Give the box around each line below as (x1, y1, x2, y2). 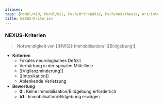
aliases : (5, 7, 23, 12)
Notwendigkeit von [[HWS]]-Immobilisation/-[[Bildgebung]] (16, 43, 136, 49)
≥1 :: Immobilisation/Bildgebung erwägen (19, 93, 100, 99)
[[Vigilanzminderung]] (19, 68, 64, 74)
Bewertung (12, 83, 35, 89)
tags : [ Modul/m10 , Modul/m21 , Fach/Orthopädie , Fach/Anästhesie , (5, 12, 140, 16)
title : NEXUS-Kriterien (5, 16, 53, 21)
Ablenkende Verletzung (19, 78, 66, 84)
